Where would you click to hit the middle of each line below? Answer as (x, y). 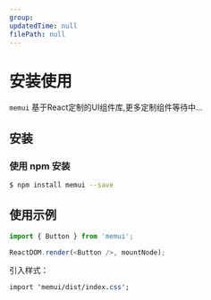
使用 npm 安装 (40, 166)
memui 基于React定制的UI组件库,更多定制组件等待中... (106, 107)
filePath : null (38, 34)
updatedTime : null (43, 26)
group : (21, 17)
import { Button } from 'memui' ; (72, 236)
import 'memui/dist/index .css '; (69, 287)
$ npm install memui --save (62, 185)
